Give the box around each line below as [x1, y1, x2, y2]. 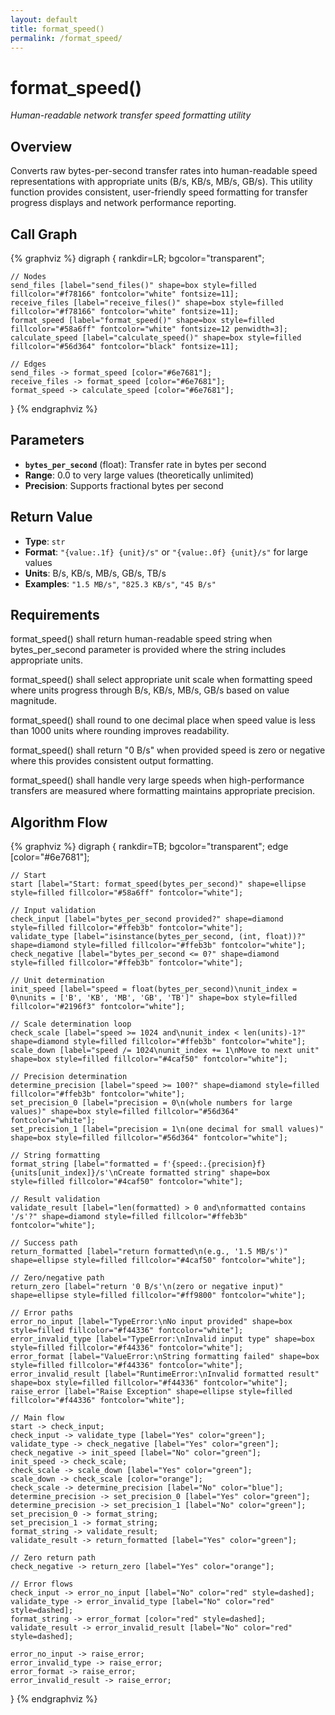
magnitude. [10, 695, 57, 707]
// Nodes [10, 271, 47, 281]
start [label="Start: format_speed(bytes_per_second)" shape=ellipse [10, 879, 307, 890]
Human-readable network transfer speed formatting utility [10, 109, 252, 121]
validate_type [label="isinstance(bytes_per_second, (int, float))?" [10, 932, 307, 942]
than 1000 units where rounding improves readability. [10, 725, 230, 737]
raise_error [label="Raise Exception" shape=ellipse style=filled [10, 1387, 293, 1397]
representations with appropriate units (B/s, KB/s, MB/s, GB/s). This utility [10, 176, 313, 188]
